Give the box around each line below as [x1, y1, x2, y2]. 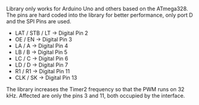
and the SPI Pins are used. [6, 18, 72, 25]
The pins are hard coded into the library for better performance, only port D [6, 11, 194, 19]
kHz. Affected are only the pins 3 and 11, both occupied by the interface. [6, 92, 185, 99]
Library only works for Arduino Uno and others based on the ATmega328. [6, 5, 188, 12]
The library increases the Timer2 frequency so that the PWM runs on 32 [6, 86, 185, 92]
